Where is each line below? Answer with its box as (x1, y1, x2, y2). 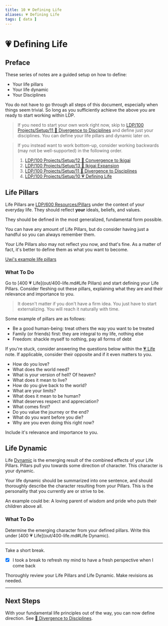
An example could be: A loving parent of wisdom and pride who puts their (5, 498, 157, 504)
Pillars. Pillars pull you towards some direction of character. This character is (5, 463, 163, 469)
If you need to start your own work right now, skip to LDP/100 (17, 122, 144, 128)
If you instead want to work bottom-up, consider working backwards (17, 142, 159, 148)
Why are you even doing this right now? (12, 420, 94, 426)
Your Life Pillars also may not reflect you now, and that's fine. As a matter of (5, 241, 161, 247)
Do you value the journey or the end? (12, 409, 89, 415)
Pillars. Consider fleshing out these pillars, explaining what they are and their (5, 286, 163, 292)
